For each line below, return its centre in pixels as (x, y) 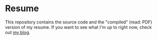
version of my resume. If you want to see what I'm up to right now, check (78, 27)
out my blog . (18, 32)
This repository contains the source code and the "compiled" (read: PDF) (79, 22)
